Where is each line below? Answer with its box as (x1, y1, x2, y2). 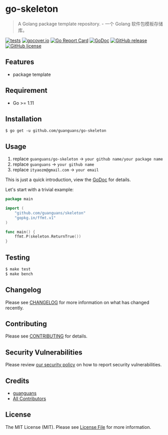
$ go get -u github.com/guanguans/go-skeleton (5, 128, 107, 133)
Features (5, 57, 34, 67)
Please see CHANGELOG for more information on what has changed (5, 299, 150, 305)
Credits (5, 377, 30, 385)
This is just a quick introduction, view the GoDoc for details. (5, 176, 131, 183)
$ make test (5, 267, 31, 272)
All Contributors (12, 396, 46, 402)
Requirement (5, 86, 48, 95)
